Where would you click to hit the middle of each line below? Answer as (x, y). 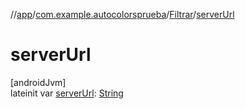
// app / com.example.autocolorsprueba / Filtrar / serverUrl (122, 14)
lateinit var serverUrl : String (67, 93)
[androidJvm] (38, 82)
